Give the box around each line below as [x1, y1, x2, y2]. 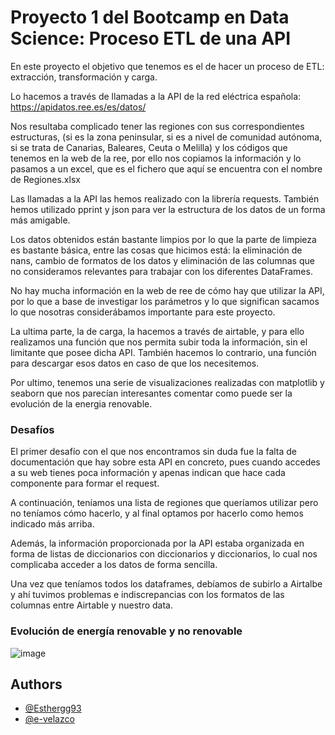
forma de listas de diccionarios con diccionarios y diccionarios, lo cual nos [10, 548, 318, 560]
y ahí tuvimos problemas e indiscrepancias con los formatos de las [10, 589, 285, 601]
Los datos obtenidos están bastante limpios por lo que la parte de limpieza [10, 233, 317, 245]
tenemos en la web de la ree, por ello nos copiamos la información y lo [10, 152, 302, 164]
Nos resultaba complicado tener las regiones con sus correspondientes [10, 120, 305, 132]
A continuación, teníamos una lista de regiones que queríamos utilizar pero [10, 497, 319, 509]
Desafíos [10, 422, 55, 436]
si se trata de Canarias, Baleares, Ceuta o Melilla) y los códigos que [10, 141, 288, 153]
